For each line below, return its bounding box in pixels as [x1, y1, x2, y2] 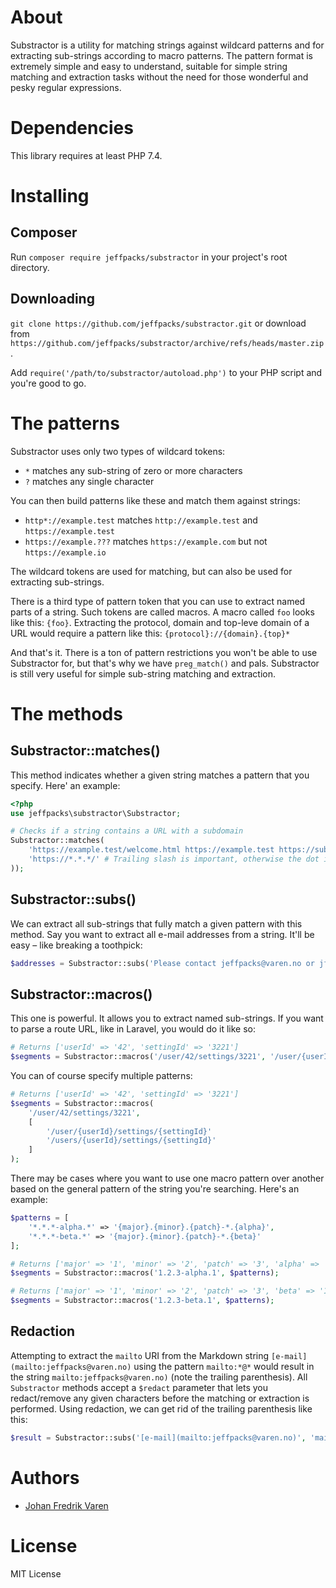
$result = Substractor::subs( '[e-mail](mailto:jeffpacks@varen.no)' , [10, 1432, 307, 1443]
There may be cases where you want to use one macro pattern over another [10, 1172, 325, 1184]
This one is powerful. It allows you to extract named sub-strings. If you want [10, 1012, 324, 1025]
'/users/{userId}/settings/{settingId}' [46, 1136, 217, 1146]
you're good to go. [10, 377, 87, 389]
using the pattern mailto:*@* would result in [133, 1360, 315, 1372]
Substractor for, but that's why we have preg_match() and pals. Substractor [10, 657, 320, 669]
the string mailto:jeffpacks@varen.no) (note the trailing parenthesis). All [10, 1371, 308, 1383]
